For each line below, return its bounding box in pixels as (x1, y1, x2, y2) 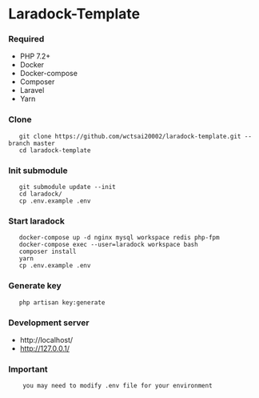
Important (8, 364, 48, 375)
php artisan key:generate (18, 298, 106, 307)
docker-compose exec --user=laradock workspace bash (18, 241, 198, 249)
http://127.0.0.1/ (19, 344, 70, 353)
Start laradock (8, 215, 66, 227)
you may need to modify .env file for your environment (22, 382, 213, 390)
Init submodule (8, 165, 68, 176)
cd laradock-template (18, 146, 91, 155)
